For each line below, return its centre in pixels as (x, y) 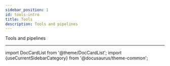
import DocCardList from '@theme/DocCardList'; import (63, 53)
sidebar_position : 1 (27, 10)
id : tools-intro (22, 15)
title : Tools (19, 19)
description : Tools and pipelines (42, 24)
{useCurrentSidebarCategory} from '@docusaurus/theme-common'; (77, 58)
